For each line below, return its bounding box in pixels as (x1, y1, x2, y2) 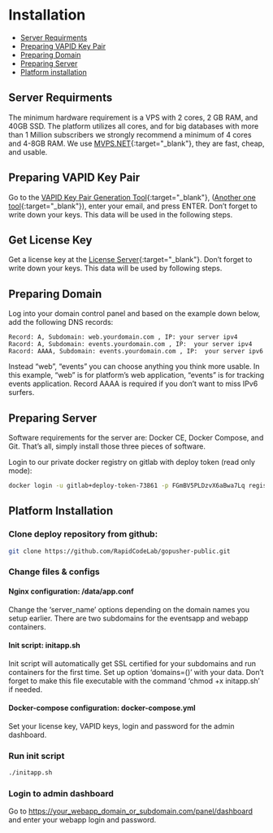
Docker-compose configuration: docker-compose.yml (8, 703, 197, 713)
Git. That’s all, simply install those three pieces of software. (8, 441, 206, 451)
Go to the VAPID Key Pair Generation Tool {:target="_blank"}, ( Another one (8, 192, 256, 202)
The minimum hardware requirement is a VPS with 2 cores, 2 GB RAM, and (8, 112, 258, 122)
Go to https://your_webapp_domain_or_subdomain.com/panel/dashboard (8, 806, 253, 816)
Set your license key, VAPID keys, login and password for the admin (8, 721, 235, 730)
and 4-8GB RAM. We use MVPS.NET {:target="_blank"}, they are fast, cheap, (8, 138, 265, 148)
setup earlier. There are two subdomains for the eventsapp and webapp (8, 613, 249, 623)
